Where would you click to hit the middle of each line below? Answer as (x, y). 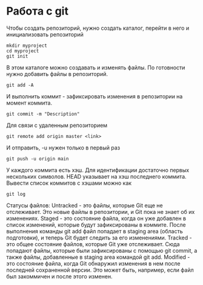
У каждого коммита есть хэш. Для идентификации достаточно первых (98, 170)
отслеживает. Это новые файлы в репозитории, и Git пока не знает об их (101, 211)
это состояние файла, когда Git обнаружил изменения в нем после (93, 263)
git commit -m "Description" (43, 114)
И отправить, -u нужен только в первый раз (63, 148)
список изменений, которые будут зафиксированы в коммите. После (96, 225)
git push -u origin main (38, 159)
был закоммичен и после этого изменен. (60, 276)
